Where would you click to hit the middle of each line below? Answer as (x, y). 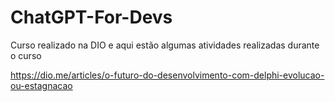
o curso (26, 55)
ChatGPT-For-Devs (91, 17)
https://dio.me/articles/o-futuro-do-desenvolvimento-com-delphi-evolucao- (167, 75)
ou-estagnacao (41, 85)
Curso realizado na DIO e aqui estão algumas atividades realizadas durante (165, 45)
